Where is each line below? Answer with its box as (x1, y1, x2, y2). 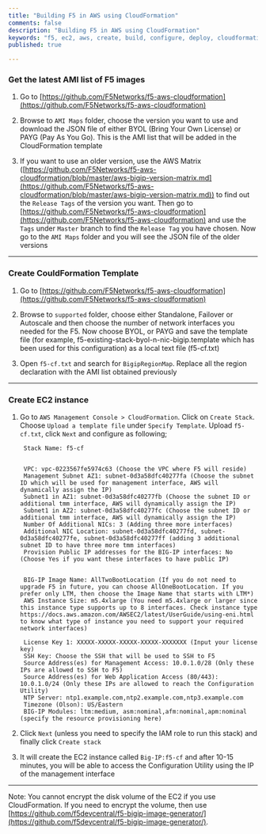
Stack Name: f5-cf (23, 444, 85, 452)
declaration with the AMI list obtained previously (19, 367, 177, 376)
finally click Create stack (19, 737, 101, 747)
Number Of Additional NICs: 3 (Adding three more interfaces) (23, 520, 234, 529)
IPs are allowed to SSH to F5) (19, 666, 123, 674)
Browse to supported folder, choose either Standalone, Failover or (19, 310, 234, 319)
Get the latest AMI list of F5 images (8, 74, 146, 86)
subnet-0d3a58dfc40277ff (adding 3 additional (83, 535, 240, 543)
